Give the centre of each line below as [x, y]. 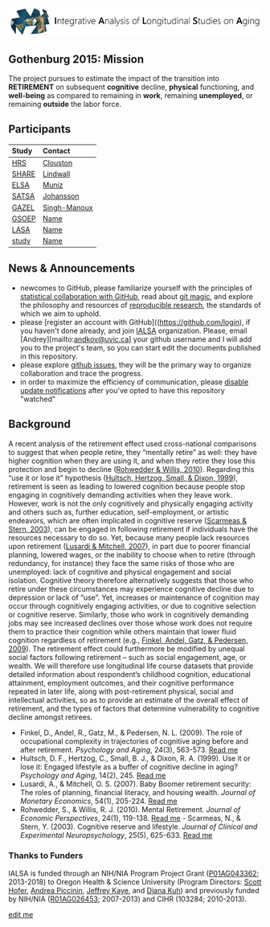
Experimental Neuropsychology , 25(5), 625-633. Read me [116, 835]
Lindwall [57, 174]
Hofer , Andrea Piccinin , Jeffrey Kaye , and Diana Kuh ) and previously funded [134, 890]
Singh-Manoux [68, 207]
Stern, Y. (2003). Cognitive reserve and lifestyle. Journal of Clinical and [139, 827]
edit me [21, 914]
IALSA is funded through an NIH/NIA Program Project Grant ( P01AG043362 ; [134, 873]
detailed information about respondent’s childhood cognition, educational [130, 674]
